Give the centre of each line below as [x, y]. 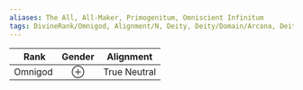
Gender [78, 57]
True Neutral [129, 71]
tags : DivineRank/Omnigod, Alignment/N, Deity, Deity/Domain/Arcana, [143, 26]
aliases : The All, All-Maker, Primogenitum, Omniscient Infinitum [137, 18]
